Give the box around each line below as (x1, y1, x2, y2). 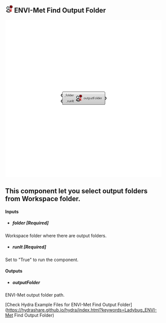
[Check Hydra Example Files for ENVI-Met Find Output (5, 302, 117, 308)
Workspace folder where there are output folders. (5, 233, 107, 239)
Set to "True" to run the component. (5, 257, 79, 263)
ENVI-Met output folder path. (5, 292, 65, 298)
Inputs (5, 208, 19, 215)
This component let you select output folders (5, 187, 148, 195)
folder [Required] (12, 220, 49, 226)
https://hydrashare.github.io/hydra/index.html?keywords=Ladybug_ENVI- (6, 307, 157, 313)
